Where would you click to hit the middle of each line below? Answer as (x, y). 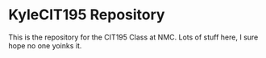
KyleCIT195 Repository (87, 15)
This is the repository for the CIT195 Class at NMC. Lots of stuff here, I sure (133, 37)
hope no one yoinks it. (45, 45)
